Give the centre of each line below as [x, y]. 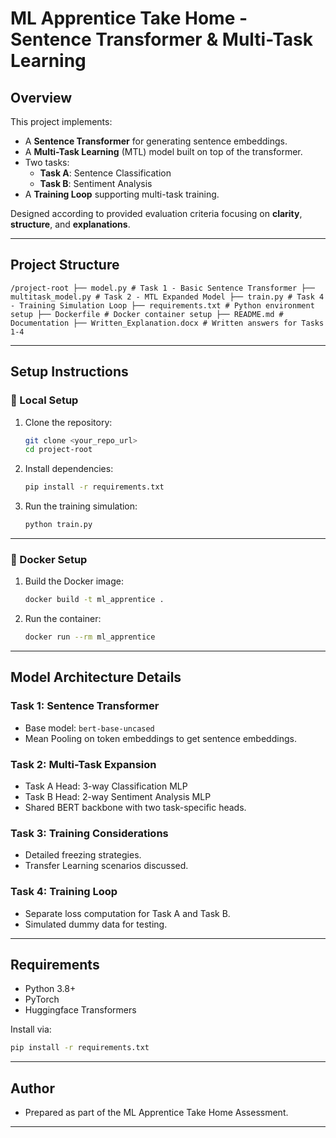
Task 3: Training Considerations [89, 833]
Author [32, 1088]
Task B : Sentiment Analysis [96, 183]
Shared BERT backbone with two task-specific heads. [135, 808]
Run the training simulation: [81, 506]
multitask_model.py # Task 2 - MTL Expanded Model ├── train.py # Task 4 [167, 297]
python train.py [58, 525]
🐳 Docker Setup [49, 559]
